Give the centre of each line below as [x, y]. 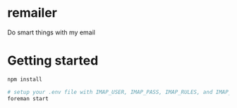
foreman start [28, 99]
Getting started [53, 61]
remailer [32, 13]
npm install [25, 79]
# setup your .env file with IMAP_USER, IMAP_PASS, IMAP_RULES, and [110, 92]
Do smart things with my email [51, 32]
